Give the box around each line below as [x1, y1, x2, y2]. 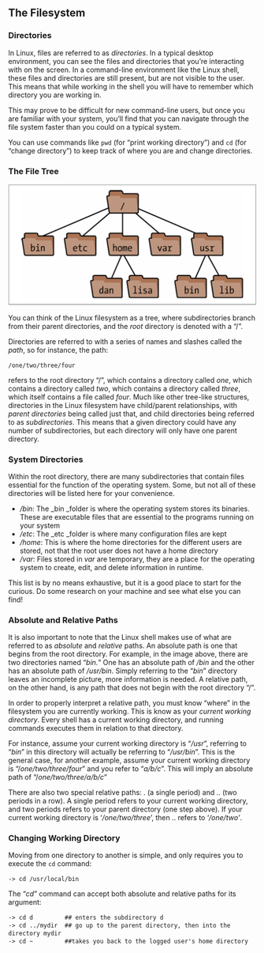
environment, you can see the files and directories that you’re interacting [8, 56, 244, 66]
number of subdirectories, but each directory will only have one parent [8, 425, 238, 435]
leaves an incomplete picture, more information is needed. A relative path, [8, 675, 248, 684]
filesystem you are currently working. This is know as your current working [8, 707, 251, 717]
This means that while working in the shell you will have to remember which [8, 81, 254, 91]
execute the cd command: [8, 859, 92, 868]
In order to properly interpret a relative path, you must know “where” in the [8, 698, 251, 708]
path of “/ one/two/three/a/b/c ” [8, 773, 108, 782]
